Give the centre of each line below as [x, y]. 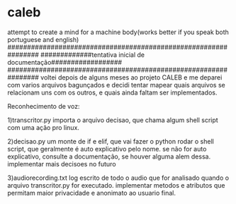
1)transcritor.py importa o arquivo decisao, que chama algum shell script [113, 120]
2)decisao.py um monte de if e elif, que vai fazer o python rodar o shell [111, 141]
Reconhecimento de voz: [44, 106]
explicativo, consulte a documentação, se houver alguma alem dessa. [109, 156]
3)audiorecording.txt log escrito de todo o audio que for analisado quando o [118, 178]
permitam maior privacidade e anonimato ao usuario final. [91, 193]
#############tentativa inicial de [92, 55]
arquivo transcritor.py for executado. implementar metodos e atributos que [116, 185]
